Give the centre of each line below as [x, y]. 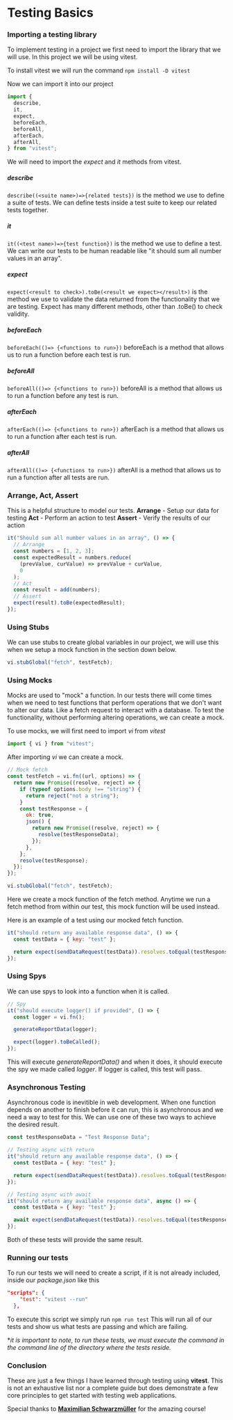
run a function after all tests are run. [58, 477]
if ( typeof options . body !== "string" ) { [80, 789]
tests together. [28, 210]
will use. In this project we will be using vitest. [72, 57]
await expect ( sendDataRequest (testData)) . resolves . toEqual [101, 1220]
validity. [18, 314]
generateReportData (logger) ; [55, 1030]
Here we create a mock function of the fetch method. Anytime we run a [109, 900]
